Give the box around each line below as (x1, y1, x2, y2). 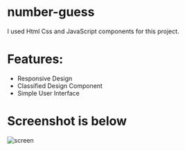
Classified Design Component (17, 81, 103, 90)
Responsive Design (17, 74, 73, 82)
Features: (7, 51, 64, 67)
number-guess (7, 4, 95, 20)
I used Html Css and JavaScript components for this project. (7, 27, 179, 35)
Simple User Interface (17, 89, 80, 97)
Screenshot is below (7, 114, 127, 129)
